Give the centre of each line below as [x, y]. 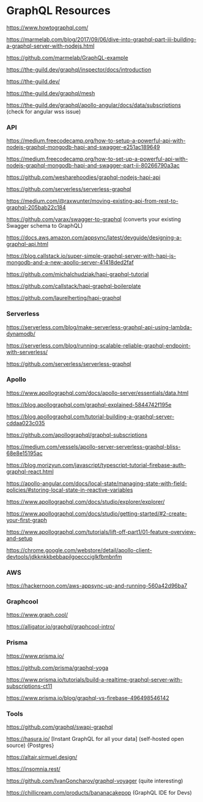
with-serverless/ [27, 352]
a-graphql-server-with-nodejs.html [50, 46]
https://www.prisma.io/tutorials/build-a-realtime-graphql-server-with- [94, 679]
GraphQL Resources [59, 11]
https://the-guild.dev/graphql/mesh [51, 93]
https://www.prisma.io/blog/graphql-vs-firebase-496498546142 [88, 698]
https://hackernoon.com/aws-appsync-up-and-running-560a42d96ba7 [97, 586]
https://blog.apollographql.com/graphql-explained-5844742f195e [89, 404]
